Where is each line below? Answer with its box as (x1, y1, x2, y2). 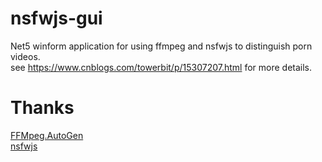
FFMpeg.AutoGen (10, 129, 84, 141)
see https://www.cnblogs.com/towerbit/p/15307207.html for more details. (10, 61, 313, 73)
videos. (10, 50, 41, 62)
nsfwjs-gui (10, 7, 103, 30)
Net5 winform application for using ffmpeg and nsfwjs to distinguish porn (10, 40, 313, 52)
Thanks (10, 97, 75, 119)
